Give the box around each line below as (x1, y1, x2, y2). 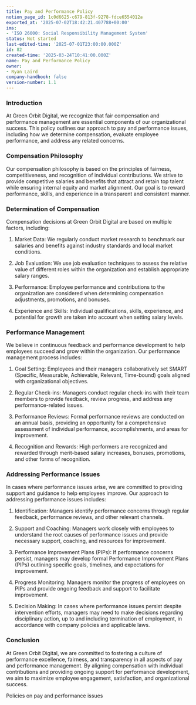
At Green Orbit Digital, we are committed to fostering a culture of (6, 649, 163, 656)
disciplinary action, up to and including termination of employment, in (14, 615, 183, 622)
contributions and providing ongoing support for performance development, (6, 668, 190, 675)
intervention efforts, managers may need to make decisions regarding (14, 609, 184, 616)
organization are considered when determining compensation (14, 289, 164, 296)
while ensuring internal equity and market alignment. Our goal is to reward (6, 184, 185, 191)
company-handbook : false (6, 74, 67, 80)
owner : (6, 63, 22, 69)
